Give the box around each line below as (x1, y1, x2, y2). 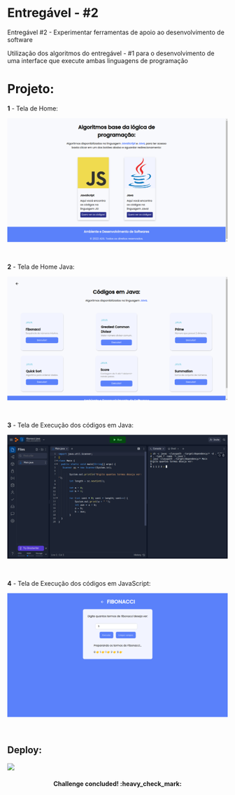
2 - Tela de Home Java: (7, 262, 75, 271)
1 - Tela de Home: (7, 104, 58, 113)
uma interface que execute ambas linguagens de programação (7, 56, 189, 64)
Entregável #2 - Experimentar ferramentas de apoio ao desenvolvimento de (7, 28, 225, 36)
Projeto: (7, 81, 55, 97)
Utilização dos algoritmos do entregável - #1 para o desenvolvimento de (7, 49, 215, 57)
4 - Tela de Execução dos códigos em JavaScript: (7, 579, 151, 587)
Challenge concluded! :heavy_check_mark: (53, 780, 182, 788)
